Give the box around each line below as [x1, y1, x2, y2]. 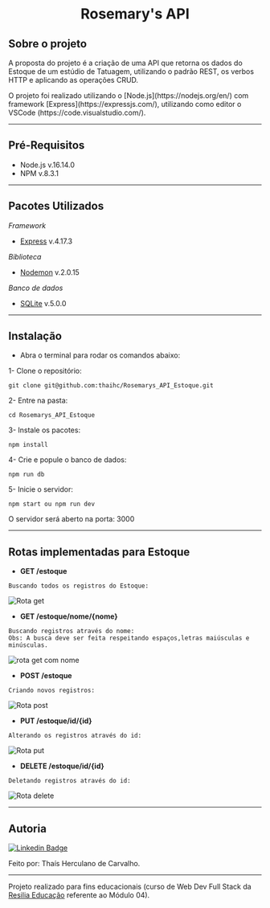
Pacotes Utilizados [8, 199, 104, 213]
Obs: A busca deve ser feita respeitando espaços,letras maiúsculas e [8, 634, 250, 643]
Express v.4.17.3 [19, 236, 73, 246]
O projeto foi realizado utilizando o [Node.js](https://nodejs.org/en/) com [8, 91, 249, 100]
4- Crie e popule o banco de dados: [8, 455, 127, 464]
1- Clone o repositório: [8, 366, 82, 376]
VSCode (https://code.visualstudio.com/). [8, 108, 146, 117]
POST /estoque [19, 671, 72, 681]
